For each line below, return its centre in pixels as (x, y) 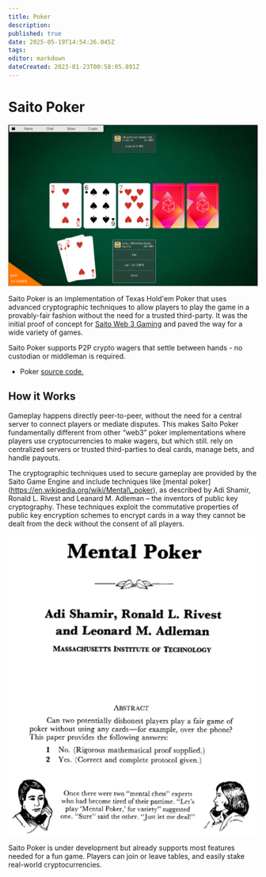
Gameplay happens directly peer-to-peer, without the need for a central (125, 416)
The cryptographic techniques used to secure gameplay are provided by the (133, 473)
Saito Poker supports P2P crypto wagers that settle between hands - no (125, 347)
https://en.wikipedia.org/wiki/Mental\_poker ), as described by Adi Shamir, (131, 490)
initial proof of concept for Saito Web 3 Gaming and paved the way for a (125, 324)
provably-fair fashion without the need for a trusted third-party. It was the (128, 315)
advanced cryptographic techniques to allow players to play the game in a (129, 307)
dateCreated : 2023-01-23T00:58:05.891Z (74, 67)
